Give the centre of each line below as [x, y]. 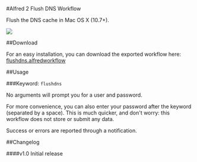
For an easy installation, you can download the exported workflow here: [94, 54]
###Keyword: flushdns [34, 83]
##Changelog [23, 142]
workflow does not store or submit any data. [60, 119]
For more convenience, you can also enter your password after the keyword [99, 107]
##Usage [18, 72]
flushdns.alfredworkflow [36, 61]
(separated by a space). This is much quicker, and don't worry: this [88, 113]
